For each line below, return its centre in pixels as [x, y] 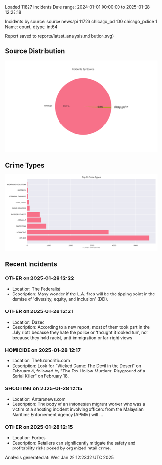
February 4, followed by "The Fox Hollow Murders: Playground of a [79, 371]
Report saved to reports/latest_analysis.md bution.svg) [59, 36]
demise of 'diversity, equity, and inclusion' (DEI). [60, 299]
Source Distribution [35, 51]
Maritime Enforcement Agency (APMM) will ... [57, 415]
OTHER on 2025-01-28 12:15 [39, 427]
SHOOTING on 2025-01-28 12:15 [44, 388]
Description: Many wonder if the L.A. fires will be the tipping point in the [84, 294]
